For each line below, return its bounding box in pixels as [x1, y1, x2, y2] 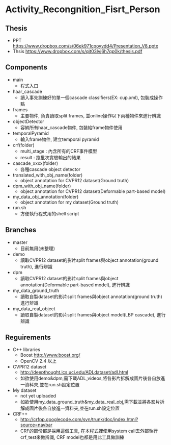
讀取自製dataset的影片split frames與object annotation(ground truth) [20, 293, 163, 300]
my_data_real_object [12, 305, 55, 312]
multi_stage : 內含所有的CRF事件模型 [20, 148, 98, 154]
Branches [5, 226, 37, 234]
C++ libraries [12, 347, 41, 353]
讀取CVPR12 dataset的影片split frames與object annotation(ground [20, 257, 159, 263]
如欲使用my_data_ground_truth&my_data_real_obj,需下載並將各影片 [20, 399, 160, 405]
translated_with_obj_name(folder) [12, 172, 83, 178]
